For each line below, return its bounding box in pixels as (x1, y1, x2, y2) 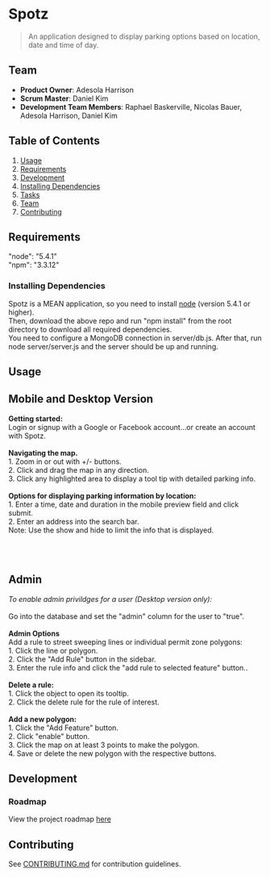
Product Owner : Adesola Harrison (19, 85, 135, 94)
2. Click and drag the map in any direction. (8, 465, 149, 474)
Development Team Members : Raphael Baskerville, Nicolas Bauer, (19, 102, 243, 111)
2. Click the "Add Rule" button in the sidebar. (8, 654, 156, 664)
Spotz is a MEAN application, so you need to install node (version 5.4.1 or (8, 299, 251, 308)
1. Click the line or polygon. (8, 645, 98, 655)
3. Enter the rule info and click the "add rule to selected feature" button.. (8, 662, 248, 672)
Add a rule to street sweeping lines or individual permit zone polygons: (8, 637, 243, 646)
